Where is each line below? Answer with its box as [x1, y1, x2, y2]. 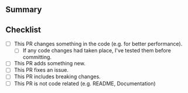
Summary [5, 5, 42, 15]
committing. [22, 54, 52, 61]
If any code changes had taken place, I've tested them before [22, 47, 171, 54]
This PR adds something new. [13, 60, 86, 67]
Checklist [5, 25, 42, 35]
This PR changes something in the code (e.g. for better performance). [13, 41, 183, 48]
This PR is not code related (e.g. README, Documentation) [13, 79, 156, 87]
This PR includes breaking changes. [13, 73, 101, 80]
